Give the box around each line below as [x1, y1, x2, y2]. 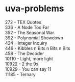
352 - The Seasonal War [5, 29, 54, 35]
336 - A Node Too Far [5, 24, 50, 30]
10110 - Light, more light [5, 55, 53, 61]
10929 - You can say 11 [5, 66, 51, 72]
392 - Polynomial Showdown [5, 35, 64, 41]
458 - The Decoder [5, 50, 44, 56]
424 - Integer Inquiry [5, 40, 48, 46]
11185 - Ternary [5, 71, 36, 77]
